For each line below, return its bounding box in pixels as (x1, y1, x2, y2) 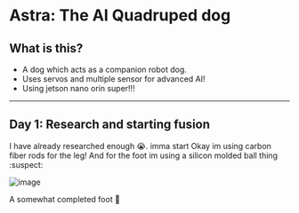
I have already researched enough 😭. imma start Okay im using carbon (9, 140, 271, 151)
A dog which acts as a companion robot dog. (21, 64, 187, 75)
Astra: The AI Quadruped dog (9, 5, 231, 26)
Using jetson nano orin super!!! (21, 83, 135, 93)
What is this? (9, 41, 84, 56)
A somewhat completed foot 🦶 (9, 193, 120, 204)
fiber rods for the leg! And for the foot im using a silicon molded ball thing (9, 150, 279, 161)
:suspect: (9, 159, 44, 170)
